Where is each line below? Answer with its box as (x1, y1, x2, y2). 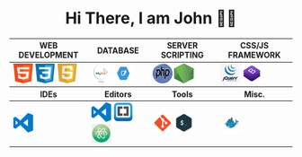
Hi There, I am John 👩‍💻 (65, 8, 237, 29)
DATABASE (97, 45, 139, 56)
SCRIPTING (160, 49, 204, 61)
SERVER (166, 40, 199, 51)
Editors (104, 89, 132, 100)
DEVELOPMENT (18, 49, 79, 61)
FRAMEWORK (227, 49, 281, 61)
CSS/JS (239, 40, 270, 51)
